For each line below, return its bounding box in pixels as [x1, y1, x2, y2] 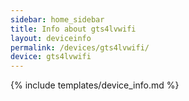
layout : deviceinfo [10, 33, 92, 43]
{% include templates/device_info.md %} [10, 79, 180, 91]
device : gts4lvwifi [10, 52, 92, 62]
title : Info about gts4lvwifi [10, 24, 137, 34]
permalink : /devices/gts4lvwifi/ [10, 42, 150, 53]
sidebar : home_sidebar [10, 14, 105, 25]
